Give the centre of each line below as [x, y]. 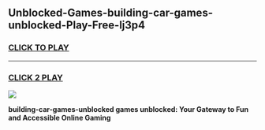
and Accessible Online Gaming [60, 117]
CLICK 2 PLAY [35, 77]
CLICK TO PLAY [39, 48]
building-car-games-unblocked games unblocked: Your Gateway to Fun [129, 109]
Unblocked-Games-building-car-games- [110, 13]
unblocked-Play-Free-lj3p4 [77, 26]
